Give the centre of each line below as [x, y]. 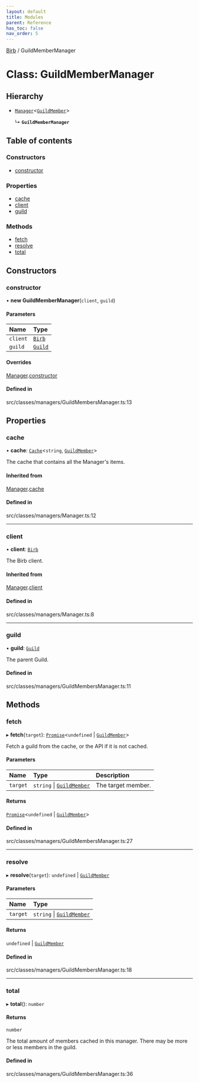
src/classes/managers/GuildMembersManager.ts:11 [69, 686]
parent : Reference [29, 23]
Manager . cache [25, 489]
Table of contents [39, 141]
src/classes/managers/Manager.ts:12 [51, 515]
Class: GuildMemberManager [80, 74]
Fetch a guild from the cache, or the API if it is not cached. [77, 746]
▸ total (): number [25, 1004]
